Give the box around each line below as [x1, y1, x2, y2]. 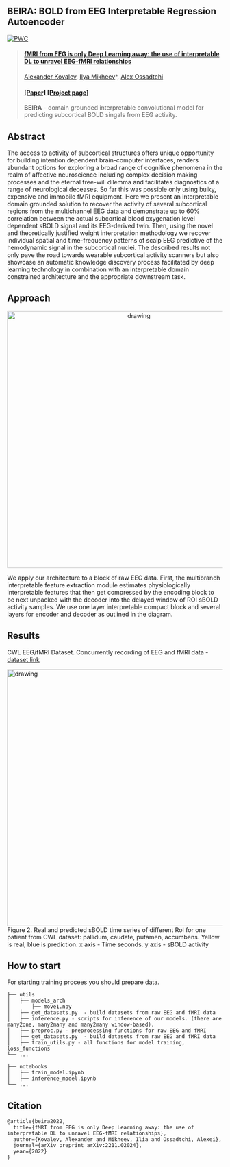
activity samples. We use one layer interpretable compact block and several [7, 602, 221, 611]
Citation [7, 1100, 42, 1111]
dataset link [7, 655, 40, 663]
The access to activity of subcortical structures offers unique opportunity [7, 149, 214, 157]
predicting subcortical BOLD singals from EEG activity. [23, 111, 178, 119]
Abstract [7, 130, 46, 143]
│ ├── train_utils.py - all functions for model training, [7, 1040, 186, 1046]
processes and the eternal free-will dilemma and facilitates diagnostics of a [7, 178, 220, 186]
